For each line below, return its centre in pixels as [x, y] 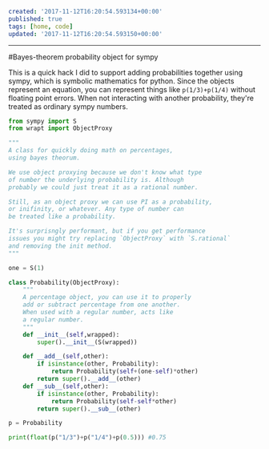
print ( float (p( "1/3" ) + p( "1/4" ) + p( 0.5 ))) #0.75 [87, 438]
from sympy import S [43, 121]
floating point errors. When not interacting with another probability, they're [131, 98]
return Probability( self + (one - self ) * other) [124, 372]
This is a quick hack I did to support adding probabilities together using [126, 72]
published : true [35, 19]
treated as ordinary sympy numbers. [68, 106]
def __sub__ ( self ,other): [66, 386]
